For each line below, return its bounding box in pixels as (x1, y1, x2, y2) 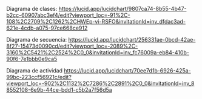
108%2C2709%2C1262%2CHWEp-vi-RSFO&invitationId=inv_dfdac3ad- (6, 18, 186, 25)
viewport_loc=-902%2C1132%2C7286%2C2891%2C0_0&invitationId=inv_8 (6, 80, 195, 87)
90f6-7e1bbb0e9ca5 (6, 56, 58, 62)
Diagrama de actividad (6, 67, 62, 74)
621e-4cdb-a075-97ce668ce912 (6, 24, 88, 31)
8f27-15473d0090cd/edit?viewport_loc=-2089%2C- (6, 42, 138, 49)
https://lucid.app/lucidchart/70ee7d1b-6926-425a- (63, 67, 191, 74)
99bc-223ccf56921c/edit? (6, 74, 72, 80)
